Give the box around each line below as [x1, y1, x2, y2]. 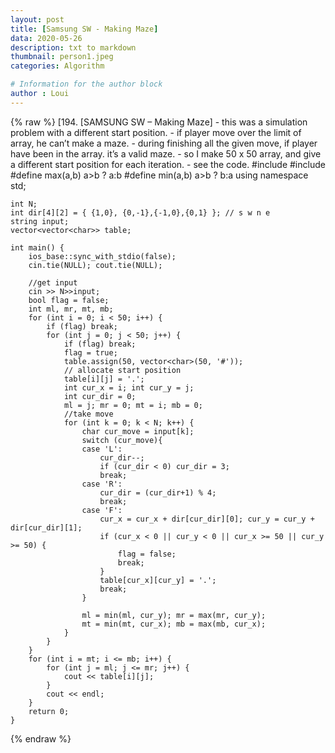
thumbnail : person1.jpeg [10, 52, 114, 62]
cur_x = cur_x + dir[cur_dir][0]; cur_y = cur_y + [99, 514, 315, 524]
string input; [10, 216, 70, 226]
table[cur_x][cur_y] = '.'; [99, 575, 217, 585]
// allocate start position [63, 365, 182, 375]
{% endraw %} [10, 732, 72, 745]
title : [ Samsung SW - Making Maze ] [10, 24, 159, 34]
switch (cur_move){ [81, 435, 163, 445]
